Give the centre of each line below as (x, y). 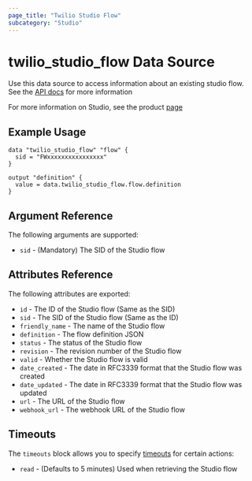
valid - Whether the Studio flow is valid (83, 359)
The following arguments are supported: (74, 235)
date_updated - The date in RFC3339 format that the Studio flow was (131, 384)
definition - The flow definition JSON (82, 334)
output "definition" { (45, 178)
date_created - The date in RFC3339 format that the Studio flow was (131, 367)
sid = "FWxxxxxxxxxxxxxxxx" (61, 157)
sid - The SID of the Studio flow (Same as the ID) (99, 317)
